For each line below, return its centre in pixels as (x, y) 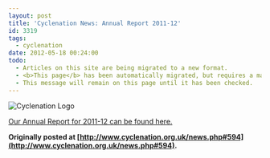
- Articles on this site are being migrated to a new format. (122, 68)
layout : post (30, 16)
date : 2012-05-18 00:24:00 (53, 53)
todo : (17, 61)
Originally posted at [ (44, 136)
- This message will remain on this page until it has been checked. (134, 83)
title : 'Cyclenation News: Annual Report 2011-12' (95, 23)
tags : (17, 38)
